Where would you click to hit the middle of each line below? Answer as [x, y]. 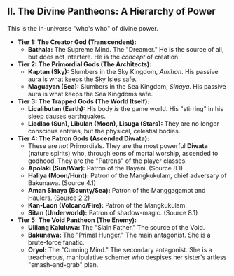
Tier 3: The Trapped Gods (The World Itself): [83, 101]
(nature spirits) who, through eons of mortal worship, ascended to [123, 153]
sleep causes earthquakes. [67, 116]
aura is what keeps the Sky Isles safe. [82, 79]
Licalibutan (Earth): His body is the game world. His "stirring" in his [126, 108]
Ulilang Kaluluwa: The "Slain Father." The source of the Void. [116, 227]
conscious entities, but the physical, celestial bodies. [104, 131]
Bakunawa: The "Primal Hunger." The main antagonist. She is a [119, 235]
